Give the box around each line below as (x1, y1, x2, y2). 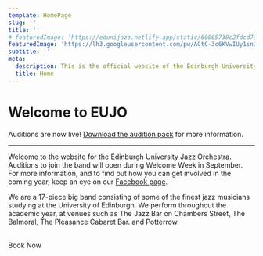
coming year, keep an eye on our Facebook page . (8, 177, 168, 186)
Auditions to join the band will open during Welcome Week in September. (8, 160, 243, 169)
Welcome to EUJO (8, 103, 128, 121)
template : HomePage (8, 11, 72, 20)
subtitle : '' (8, 48, 51, 56)
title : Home (15, 70, 55, 78)
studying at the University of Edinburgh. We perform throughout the (8, 200, 227, 210)
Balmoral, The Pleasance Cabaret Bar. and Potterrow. (8, 217, 180, 226)
